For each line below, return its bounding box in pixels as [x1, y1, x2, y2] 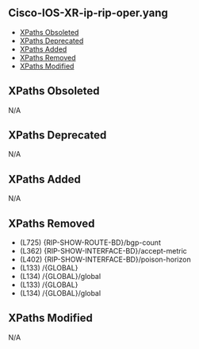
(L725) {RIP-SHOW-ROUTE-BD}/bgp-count [19, 238, 161, 247]
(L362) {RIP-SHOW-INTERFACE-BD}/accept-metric [19, 246, 188, 256]
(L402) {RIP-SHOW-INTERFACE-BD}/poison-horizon [19, 254, 192, 265]
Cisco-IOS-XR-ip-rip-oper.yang [8, 6, 168, 20]
